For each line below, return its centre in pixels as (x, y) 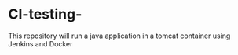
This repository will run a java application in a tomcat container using (119, 36)
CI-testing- (45, 14)
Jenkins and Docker (40, 43)
